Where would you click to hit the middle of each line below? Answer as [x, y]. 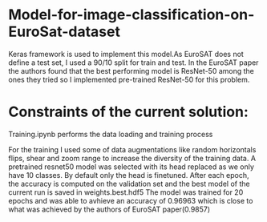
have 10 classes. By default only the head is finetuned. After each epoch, [129, 175]
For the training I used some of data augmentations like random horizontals [132, 149]
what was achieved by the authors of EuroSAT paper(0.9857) [109, 209]
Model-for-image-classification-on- [131, 15]
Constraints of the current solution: [128, 112]
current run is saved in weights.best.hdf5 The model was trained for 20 [126, 192]
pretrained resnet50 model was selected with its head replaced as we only [131, 167]
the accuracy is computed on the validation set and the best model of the [129, 184]
